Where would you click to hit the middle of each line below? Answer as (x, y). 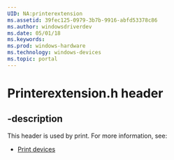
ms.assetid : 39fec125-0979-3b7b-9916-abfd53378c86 (82, 20)
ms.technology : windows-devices (54, 53)
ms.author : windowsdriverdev (50, 26)
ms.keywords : (26, 40)
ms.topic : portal (32, 59)
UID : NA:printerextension (45, 14)
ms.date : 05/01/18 (34, 33)
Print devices (36, 149)
